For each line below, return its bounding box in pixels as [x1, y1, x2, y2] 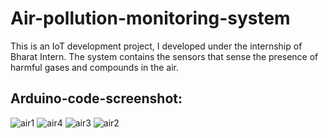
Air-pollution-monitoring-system [10, 7, 291, 30]
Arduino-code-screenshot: [10, 90, 183, 107]
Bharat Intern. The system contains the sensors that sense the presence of [10, 50, 319, 62]
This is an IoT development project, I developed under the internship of [10, 40, 303, 52]
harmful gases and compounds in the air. [10, 61, 179, 73]
